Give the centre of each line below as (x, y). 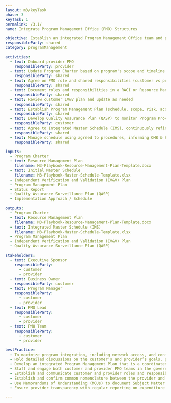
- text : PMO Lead (28, 307)
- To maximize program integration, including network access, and (83, 355)
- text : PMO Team (28, 326)
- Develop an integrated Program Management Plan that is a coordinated (89, 364)
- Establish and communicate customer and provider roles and (77, 373)
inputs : (13, 152)
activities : (18, 57)
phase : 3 (15, 15)
